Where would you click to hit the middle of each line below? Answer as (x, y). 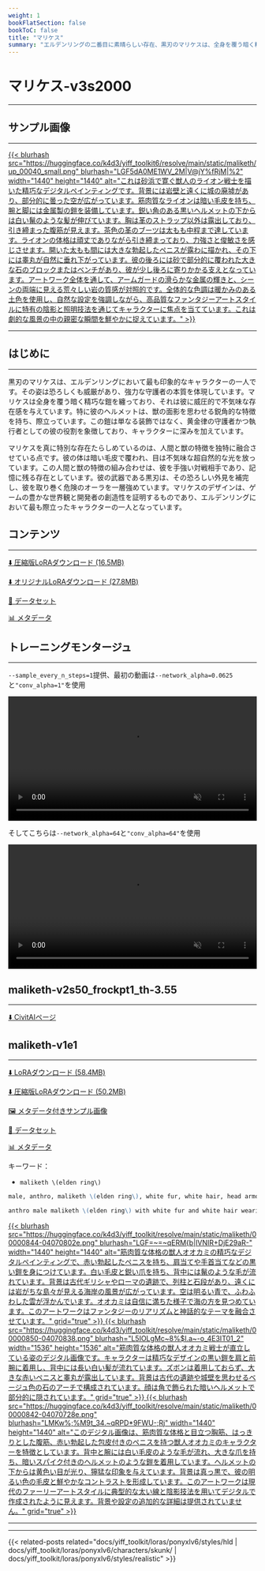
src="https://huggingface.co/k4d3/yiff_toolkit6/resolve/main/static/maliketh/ (132, 163)
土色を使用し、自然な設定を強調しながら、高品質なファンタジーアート (122, 299)
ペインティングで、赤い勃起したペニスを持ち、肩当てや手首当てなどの (136, 1261)
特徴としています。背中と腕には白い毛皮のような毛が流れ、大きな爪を (136, 1452)
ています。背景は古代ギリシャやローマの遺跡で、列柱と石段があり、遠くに (135, 1281)
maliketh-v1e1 (43, 1045)
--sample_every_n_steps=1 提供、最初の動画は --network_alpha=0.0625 (121, 675)
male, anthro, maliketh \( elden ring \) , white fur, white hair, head (125, 1196)
